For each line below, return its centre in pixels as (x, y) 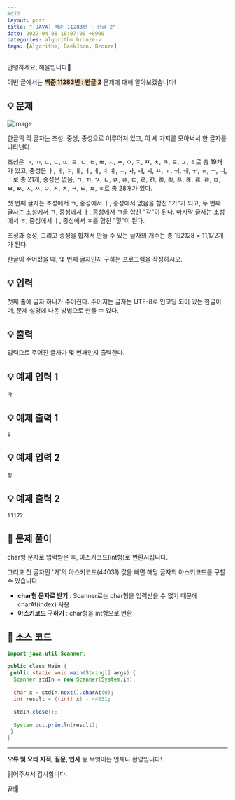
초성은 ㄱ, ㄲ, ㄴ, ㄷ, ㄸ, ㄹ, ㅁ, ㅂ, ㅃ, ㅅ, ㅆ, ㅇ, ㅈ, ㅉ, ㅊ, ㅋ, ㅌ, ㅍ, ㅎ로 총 (108, 161)
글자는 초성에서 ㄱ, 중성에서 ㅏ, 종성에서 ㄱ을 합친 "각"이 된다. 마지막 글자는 (109, 212)
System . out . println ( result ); (56, 725)
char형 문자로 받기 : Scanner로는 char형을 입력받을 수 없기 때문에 (107, 595)
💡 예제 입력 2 (34, 457)
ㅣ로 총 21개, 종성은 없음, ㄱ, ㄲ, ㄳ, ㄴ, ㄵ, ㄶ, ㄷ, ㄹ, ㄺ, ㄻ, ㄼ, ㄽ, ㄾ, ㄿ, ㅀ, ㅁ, (114, 179)
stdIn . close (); (36, 712)
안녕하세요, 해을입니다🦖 (39, 67)
